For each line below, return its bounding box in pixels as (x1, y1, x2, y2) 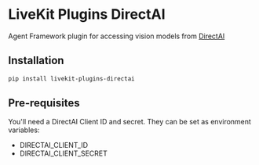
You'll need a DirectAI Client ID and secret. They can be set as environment (8, 117, 251, 127)
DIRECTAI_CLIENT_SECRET (19, 149, 108, 158)
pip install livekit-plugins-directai (8, 74, 135, 83)
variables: (8, 125, 40, 135)
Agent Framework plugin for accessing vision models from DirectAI (8, 31, 225, 41)
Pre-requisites (8, 96, 80, 110)
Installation (8, 54, 64, 67)
